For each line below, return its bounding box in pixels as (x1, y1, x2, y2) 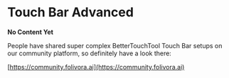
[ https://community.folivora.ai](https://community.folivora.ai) (7, 62, 185, 71)
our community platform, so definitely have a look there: (7, 49, 172, 57)
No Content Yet (7, 28, 53, 36)
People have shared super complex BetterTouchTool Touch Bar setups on (7, 41, 223, 50)
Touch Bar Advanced (7, 4, 134, 21)
